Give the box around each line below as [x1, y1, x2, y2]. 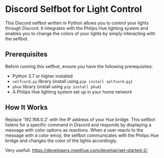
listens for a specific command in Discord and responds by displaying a [5, 122, 152, 128]
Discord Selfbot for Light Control [5, 3, 142, 15]
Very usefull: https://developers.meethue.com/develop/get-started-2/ [5, 147, 148, 153]
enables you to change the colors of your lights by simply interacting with [5, 30, 156, 36]
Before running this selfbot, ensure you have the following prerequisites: [5, 63, 153, 69]
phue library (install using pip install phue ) [12, 83, 102, 89]
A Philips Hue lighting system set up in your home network [12, 88, 133, 95]
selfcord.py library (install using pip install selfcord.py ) [12, 78, 133, 84]
